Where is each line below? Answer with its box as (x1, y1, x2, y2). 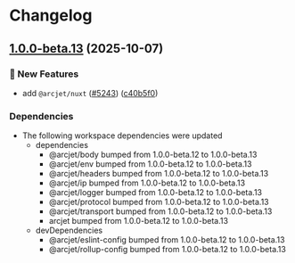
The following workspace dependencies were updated (21, 130, 223, 141)
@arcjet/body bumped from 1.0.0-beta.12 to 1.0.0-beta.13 (48, 149, 258, 160)
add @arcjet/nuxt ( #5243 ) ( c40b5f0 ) (21, 87, 159, 98)
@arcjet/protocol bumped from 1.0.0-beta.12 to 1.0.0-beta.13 (48, 197, 269, 208)
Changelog (9, 5, 93, 26)
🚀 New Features (9, 68, 79, 80)
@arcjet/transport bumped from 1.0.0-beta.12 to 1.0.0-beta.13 (48, 206, 273, 217)
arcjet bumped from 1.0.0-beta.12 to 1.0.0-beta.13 (48, 216, 229, 226)
